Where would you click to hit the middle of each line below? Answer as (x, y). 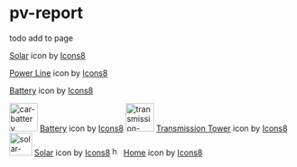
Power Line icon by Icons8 (59, 73)
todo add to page (42, 38)
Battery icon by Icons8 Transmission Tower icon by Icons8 (163, 128)
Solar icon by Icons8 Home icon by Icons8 (118, 153)
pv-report (46, 13)
